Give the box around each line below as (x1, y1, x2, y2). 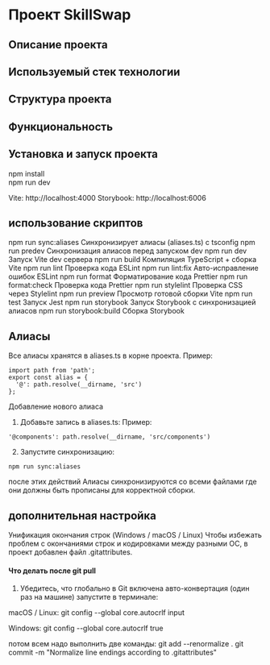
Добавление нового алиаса (8, 401, 103, 412)
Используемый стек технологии (8, 64, 181, 78)
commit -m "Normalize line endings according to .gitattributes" (8, 647, 218, 658)
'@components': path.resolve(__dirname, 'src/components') (8, 433, 211, 441)
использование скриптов (8, 216, 143, 230)
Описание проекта (8, 38, 108, 52)
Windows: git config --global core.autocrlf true (8, 623, 164, 634)
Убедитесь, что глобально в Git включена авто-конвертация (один (19, 584, 250, 593)
